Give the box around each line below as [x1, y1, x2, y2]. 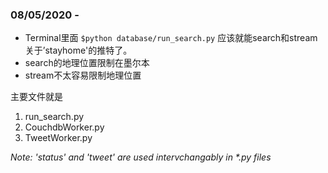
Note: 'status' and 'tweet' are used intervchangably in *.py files [10, 151, 272, 163]
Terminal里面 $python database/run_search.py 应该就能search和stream [24, 32, 318, 44]
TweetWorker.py [24, 132, 93, 144]
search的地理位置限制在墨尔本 [24, 57, 150, 69]
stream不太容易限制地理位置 [24, 69, 142, 82]
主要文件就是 [10, 91, 63, 103]
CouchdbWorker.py [24, 121, 105, 133]
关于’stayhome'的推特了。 [24, 44, 133, 57]
